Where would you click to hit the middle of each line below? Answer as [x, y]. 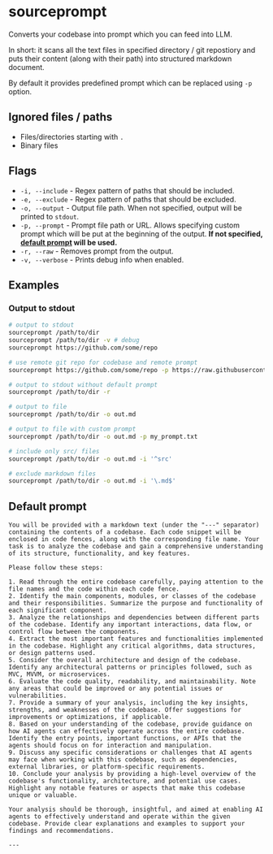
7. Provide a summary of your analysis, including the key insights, [129, 703]
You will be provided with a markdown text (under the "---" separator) [134, 525]
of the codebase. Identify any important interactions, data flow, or [130, 625]
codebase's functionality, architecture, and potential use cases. [125, 781]
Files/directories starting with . [72, 137]
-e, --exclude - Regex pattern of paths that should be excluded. [128, 199]
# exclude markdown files [52, 474]
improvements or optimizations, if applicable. [91, 717]
